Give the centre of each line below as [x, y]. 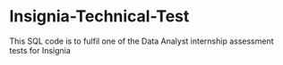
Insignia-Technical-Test [99, 16]
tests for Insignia [40, 50]
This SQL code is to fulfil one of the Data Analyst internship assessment [142, 41]
